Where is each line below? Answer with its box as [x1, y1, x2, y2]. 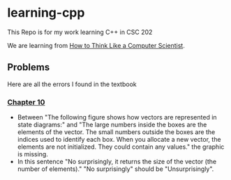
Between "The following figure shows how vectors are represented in [17, 113, 218, 122]
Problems [7, 61, 50, 74]
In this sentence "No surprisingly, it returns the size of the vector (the [17, 158, 217, 166]
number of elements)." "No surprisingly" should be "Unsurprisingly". [17, 165, 214, 173]
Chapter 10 [7, 97, 45, 107]
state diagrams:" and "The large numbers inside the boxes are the [17, 120, 207, 129]
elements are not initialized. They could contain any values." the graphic [17, 142, 225, 151]
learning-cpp [7, 5, 85, 21]
